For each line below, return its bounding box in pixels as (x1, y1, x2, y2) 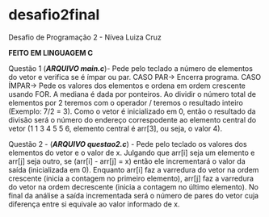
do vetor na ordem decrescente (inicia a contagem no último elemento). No (8, 182, 258, 191)
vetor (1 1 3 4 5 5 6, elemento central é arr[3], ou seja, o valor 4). (8, 123, 223, 133)
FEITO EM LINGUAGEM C (8, 48, 94, 57)
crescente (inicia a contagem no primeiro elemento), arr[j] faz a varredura (8, 173, 254, 183)
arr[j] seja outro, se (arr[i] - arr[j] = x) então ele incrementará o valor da (8, 156, 246, 166)
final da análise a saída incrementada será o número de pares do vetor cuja (8, 190, 259, 200)
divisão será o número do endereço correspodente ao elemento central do (8, 115, 257, 124)
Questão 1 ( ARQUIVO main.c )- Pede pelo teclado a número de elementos (8, 63, 253, 73)
